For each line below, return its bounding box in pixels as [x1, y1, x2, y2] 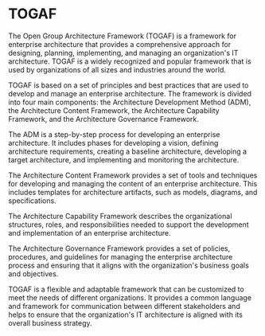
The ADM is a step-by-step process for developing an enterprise [8, 129, 220, 139]
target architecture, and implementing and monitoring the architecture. [8, 154, 240, 164]
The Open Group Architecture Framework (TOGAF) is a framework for [8, 31, 237, 41]
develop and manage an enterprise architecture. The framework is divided [8, 88, 252, 98]
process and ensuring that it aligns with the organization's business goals [8, 260, 249, 270]
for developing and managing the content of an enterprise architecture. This [8, 178, 258, 188]
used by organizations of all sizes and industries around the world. [8, 64, 227, 74]
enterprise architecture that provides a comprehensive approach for [8, 39, 232, 49]
